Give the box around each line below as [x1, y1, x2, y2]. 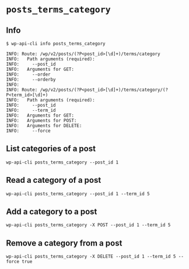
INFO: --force [6, 128, 51, 134]
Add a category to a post [6, 207, 97, 217]
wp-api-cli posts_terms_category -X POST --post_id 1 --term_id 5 [6, 222, 171, 228]
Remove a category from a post [6, 238, 123, 248]
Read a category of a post [6, 175, 101, 185]
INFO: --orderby [6, 77, 57, 83]
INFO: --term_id [6, 107, 57, 113]
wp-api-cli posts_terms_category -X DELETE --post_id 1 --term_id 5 [6, 254, 176, 260]
